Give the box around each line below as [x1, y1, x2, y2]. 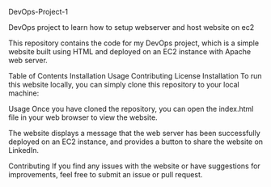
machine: [8, 88, 40, 98]
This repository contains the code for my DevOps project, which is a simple [8, 38, 260, 48]
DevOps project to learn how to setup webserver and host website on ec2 [8, 23, 255, 32]
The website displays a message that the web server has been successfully [8, 129, 260, 138]
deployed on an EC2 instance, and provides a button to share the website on [8, 137, 264, 147]
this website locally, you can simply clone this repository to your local [8, 80, 240, 89]
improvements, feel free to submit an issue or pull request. [8, 170, 203, 179]
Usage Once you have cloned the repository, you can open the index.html [8, 104, 254, 113]
